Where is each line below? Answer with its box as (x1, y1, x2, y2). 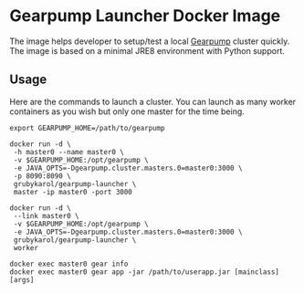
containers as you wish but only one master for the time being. (9, 106, 245, 117)
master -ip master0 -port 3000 (13, 187, 132, 196)
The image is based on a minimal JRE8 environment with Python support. (9, 45, 285, 56)
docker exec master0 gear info (9, 259, 129, 268)
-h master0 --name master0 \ (13, 147, 125, 156)
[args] (9, 275, 35, 284)
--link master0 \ (13, 211, 79, 220)
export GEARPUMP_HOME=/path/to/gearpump (9, 123, 166, 132)
